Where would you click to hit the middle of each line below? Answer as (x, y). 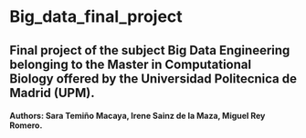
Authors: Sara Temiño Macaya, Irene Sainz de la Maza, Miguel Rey (137, 116)
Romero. (26, 125)
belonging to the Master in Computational (131, 64)
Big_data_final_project (96, 17)
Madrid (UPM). (52, 93)
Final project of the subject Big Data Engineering (150, 50)
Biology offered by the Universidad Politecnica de (153, 79)
